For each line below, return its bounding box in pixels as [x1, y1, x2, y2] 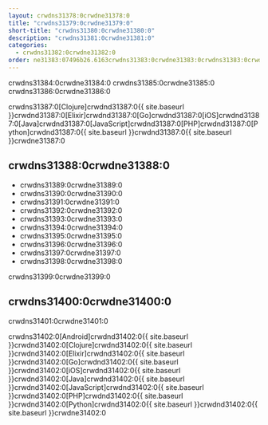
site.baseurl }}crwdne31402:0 [8, 407, 106, 417]
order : [8, 57, 30, 65]
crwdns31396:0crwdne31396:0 [19, 239, 123, 249]
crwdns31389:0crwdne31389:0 [19, 180, 123, 190]
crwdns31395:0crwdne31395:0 [19, 230, 122, 240]
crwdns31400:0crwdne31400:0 [8, 295, 171, 309]
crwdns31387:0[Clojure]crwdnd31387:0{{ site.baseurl [8, 101, 185, 112]
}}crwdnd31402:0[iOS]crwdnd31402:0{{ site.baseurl [8, 365, 181, 375]
